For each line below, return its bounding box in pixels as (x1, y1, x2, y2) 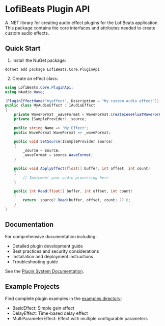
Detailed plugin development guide (12, 243, 83, 249)
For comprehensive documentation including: (5, 233, 97, 239)
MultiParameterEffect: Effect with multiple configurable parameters (12, 315, 148, 321)
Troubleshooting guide (12, 259, 58, 265)
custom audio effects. (5, 30, 49, 36)
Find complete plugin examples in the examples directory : (5, 296, 122, 301)
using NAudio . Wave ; (5, 89, 45, 94)
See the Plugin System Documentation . (5, 268, 84, 274)
